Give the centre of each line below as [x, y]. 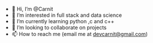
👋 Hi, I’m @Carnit [32, 9]
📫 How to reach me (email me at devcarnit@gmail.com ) [80, 34]
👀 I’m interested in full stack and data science [67, 15]
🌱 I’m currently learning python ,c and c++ [63, 21]
